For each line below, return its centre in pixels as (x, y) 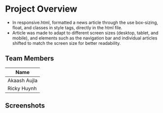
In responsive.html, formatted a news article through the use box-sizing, (85, 22)
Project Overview (41, 9)
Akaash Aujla (23, 80)
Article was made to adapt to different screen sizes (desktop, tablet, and (85, 33)
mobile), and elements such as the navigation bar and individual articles (85, 38)
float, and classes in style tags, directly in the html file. (67, 27)
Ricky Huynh (22, 88)
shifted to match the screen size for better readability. (67, 43)
